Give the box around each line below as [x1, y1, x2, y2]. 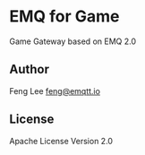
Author [9, 62, 49, 77]
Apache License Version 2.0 [9, 135, 114, 146]
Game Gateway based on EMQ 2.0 [9, 36, 137, 47]
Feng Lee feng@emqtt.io [9, 85, 101, 96]
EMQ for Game [9, 6, 120, 27]
